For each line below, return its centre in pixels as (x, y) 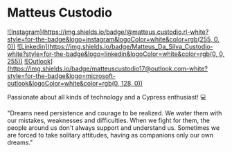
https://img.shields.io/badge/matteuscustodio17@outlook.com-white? (108, 68)
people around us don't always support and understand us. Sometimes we (114, 127)
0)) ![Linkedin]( (28, 46)
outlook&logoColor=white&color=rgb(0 (63, 83)
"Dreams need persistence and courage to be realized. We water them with (115, 113)
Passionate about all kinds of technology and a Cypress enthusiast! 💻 (107, 97)
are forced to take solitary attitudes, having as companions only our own (110, 135)
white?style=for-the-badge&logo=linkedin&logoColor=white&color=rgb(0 (111, 54)
